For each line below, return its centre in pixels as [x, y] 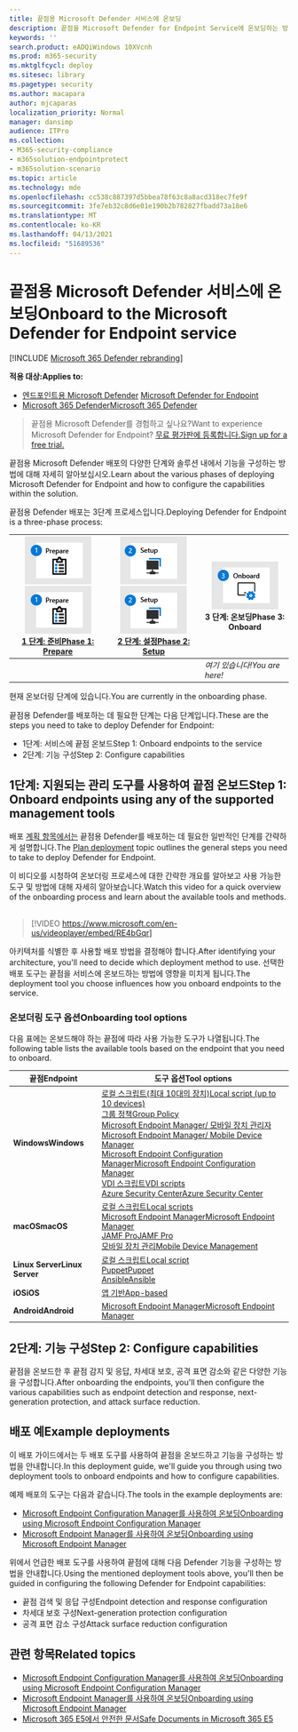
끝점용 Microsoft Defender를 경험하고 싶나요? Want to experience [147, 423]
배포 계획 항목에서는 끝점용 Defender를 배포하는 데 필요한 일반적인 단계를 [136, 836]
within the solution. [44, 493]
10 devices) [124, 1103]
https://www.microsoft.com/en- [120, 923]
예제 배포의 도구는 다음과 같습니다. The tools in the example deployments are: [146, 1494]
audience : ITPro [39, 132]
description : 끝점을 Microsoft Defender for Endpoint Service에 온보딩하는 [144, 28]
